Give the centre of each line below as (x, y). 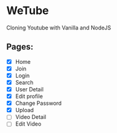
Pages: (20, 47)
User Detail (29, 89)
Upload (25, 110)
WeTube (28, 11)
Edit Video (28, 124)
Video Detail (31, 117)
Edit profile (29, 96)
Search (24, 82)
